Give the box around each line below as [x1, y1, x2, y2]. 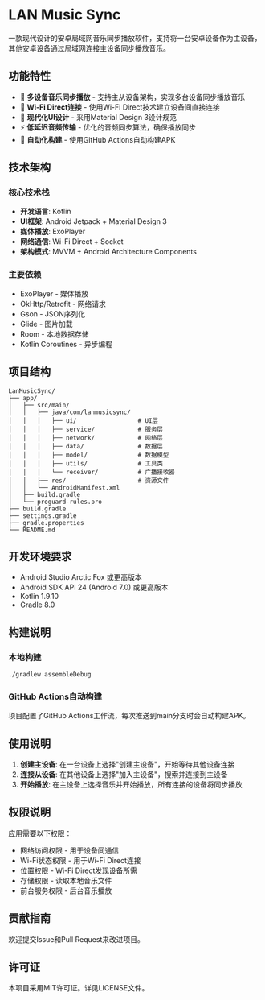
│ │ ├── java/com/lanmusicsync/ [8, 408, 131, 416]
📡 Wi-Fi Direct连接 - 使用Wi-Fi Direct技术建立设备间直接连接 [19, 102, 220, 112]
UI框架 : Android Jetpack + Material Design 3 [19, 217, 167, 226]
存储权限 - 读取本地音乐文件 [19, 875, 112, 885]
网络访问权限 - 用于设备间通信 [19, 845, 120, 855]
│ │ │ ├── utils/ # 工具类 [8, 459, 163, 468]
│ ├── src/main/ [8, 401, 70, 409]
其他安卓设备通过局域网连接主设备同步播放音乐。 [8, 43, 170, 53]
